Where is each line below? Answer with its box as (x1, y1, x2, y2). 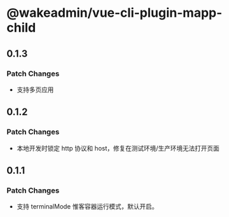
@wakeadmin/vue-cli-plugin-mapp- (6, 5, 223, 21)
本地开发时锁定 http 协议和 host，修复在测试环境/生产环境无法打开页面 (16, 143, 220, 152)
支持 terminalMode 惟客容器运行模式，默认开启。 (16, 202, 158, 211)
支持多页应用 (16, 85, 54, 94)
